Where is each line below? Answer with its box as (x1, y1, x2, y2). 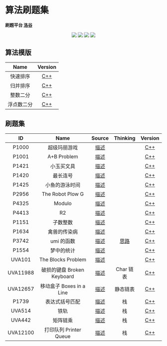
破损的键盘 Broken (41, 266, 84, 273)
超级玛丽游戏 (48, 144, 78, 151)
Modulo (54, 200, 72, 207)
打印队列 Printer (44, 326, 82, 333)
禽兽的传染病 (48, 228, 78, 235)
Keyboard (51, 273, 75, 280)
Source (91, 134, 109, 141)
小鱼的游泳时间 (45, 181, 81, 188)
